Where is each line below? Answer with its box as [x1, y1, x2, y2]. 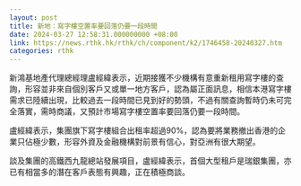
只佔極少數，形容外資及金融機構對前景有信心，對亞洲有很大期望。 [16, 137, 261, 147]
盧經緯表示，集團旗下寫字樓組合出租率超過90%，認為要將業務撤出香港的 [9, 125, 279, 136]
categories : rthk [9, 47, 74, 56]
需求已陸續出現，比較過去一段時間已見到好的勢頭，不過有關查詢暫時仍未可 [9, 95, 284, 106]
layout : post [9, 13, 58, 22]
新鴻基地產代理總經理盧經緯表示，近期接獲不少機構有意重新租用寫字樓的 [9, 73, 276, 84]
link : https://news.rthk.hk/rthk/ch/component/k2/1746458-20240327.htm [9, 38, 282, 48]
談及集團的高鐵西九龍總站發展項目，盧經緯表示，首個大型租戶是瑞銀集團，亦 [9, 155, 292, 166]
